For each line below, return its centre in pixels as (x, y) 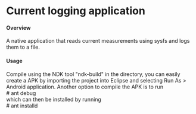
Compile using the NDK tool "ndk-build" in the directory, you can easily (93, 74)
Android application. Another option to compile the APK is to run (85, 87)
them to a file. (23, 47)
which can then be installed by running (54, 99)
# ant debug (21, 93)
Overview (18, 27)
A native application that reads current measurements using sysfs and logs (98, 41)
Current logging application (76, 11)
